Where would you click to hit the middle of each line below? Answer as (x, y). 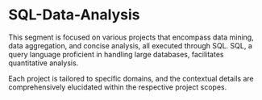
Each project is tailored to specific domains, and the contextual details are (131, 78)
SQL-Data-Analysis (74, 15)
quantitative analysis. (44, 63)
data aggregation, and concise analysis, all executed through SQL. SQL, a (130, 45)
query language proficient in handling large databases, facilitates (116, 54)
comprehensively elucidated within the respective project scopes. (118, 87)
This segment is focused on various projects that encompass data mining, (131, 37)
